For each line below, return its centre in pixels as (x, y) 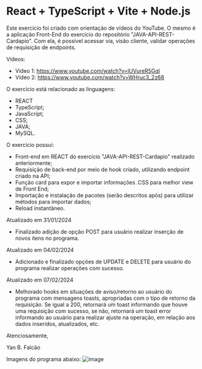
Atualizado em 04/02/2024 (40, 249)
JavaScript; (29, 113)
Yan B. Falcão (23, 347)
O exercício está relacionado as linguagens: (61, 89)
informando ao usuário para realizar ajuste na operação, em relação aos (105, 317)
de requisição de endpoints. (41, 47)
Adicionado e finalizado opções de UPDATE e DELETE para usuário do (103, 262)
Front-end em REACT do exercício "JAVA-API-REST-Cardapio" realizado (105, 157)
